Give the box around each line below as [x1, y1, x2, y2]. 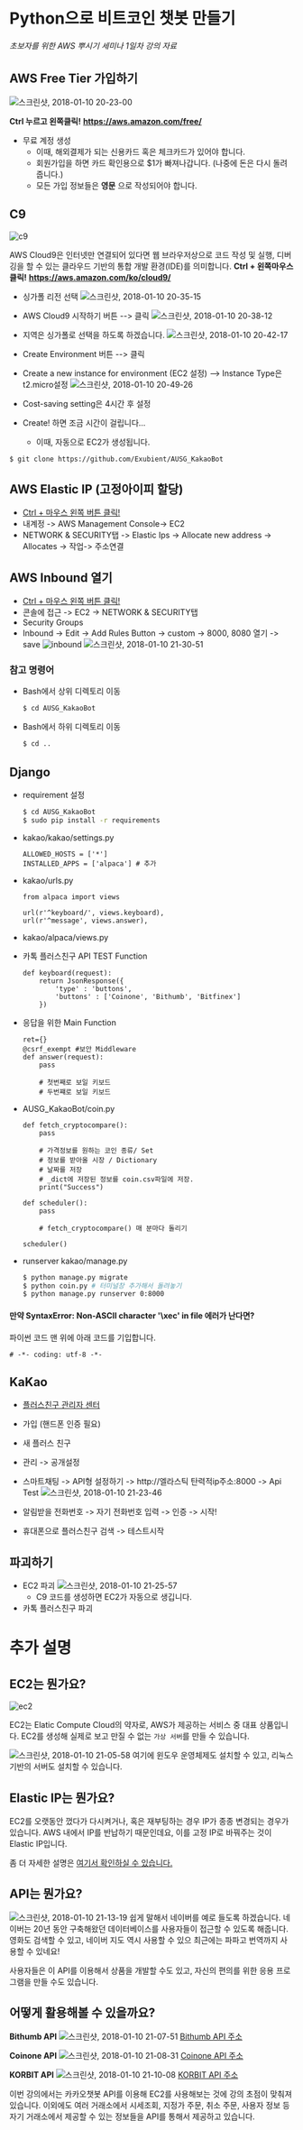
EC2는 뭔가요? [9, 1676, 87, 1692]
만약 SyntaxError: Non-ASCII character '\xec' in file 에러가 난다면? [9, 1309, 255, 1321]
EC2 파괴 [22, 1580, 56, 1592]
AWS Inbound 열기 [9, 570, 113, 585]
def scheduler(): [22, 1198, 88, 1207]
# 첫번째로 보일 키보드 [39, 1078, 111, 1087]
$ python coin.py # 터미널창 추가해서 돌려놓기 [22, 1281, 182, 1290]
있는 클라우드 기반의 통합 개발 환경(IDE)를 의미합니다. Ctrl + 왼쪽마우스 [44, 261, 294, 271]
